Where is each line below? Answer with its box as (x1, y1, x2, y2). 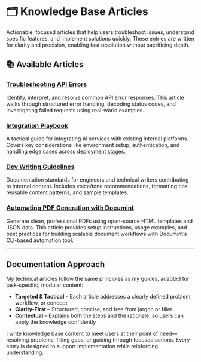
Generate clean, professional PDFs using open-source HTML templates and (6, 217, 193, 225)
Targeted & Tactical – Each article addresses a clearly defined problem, (14, 293, 193, 300)
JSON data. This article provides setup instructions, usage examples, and (6, 223, 187, 231)
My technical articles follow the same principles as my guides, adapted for (6, 275, 190, 283)
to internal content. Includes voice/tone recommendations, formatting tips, (6, 183, 190, 190)
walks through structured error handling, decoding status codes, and (6, 100, 176, 108)
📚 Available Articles (6, 59, 84, 69)
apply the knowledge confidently (14, 318, 96, 326)
